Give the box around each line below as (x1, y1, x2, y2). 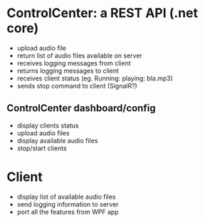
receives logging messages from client (16, 58, 131, 67)
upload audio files (16, 128, 70, 137)
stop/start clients (16, 144, 67, 152)
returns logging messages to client (16, 66, 119, 75)
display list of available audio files (16, 192, 116, 201)
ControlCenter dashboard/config (6, 102, 156, 115)
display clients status (16, 121, 79, 130)
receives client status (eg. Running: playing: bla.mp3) (16, 73, 174, 83)
